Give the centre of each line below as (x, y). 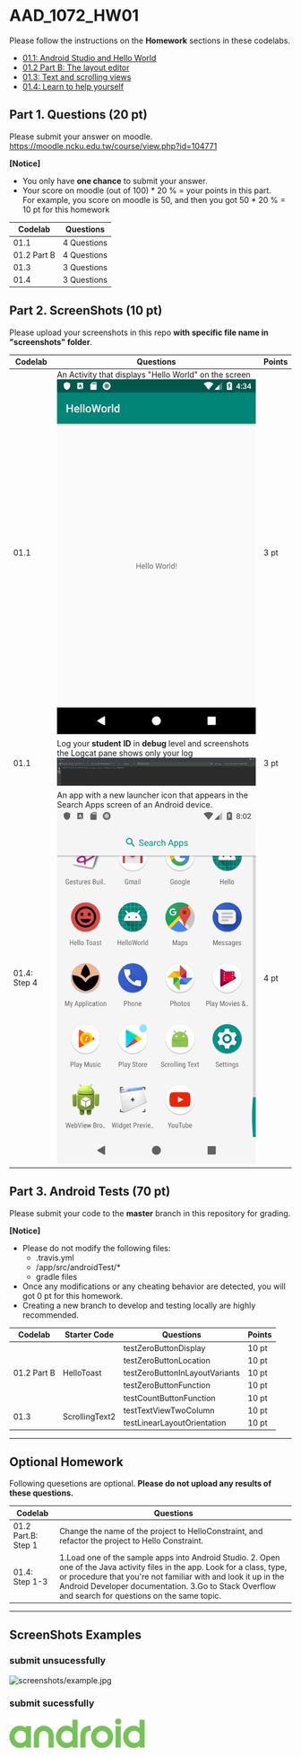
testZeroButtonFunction (167, 1385)
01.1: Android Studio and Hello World (89, 57)
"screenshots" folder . (51, 341)
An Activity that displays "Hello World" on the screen (154, 375)
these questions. (42, 1493)
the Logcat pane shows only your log (125, 753)
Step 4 (25, 983)
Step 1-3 (30, 1581)
